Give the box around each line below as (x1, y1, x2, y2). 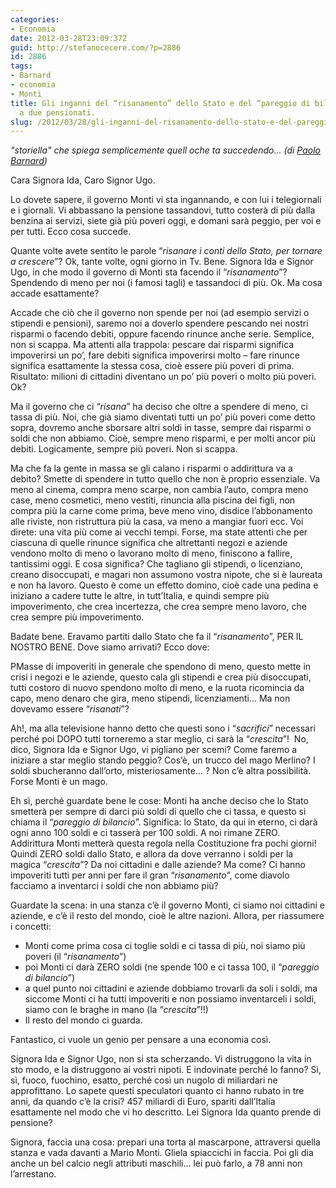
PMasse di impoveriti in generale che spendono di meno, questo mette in (10, 661, 312, 673)
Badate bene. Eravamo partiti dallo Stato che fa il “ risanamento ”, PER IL (10, 631, 304, 643)
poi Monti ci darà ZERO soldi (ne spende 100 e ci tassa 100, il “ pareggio (24, 961, 320, 973)
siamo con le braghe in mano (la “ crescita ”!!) (24, 1004, 209, 1016)
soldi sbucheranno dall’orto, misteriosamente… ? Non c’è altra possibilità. (10, 765, 312, 777)
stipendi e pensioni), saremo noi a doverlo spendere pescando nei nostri (10, 317, 309, 330)
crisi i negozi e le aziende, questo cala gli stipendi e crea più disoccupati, (10, 671, 312, 683)
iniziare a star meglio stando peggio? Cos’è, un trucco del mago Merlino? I (10, 754, 316, 766)
